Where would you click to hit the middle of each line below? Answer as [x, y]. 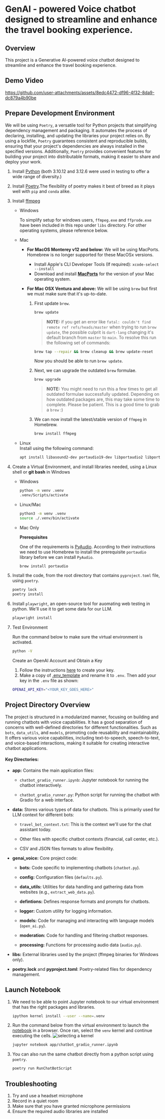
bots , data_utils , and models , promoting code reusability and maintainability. [82, 733]
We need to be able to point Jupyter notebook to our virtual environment [85, 1002]
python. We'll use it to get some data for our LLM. [62, 609]
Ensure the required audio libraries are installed [60, 1112]
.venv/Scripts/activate [44, 495]
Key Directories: [22, 760]
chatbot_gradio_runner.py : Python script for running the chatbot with [89, 795]
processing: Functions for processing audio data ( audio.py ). [81, 945]
